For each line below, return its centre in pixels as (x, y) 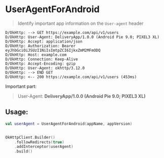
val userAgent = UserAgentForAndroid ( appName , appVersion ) (69, 124)
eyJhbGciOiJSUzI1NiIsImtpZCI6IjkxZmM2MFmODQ (53, 50)
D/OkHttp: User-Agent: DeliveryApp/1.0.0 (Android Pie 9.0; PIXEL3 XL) (82, 37)
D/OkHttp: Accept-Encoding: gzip (40, 64)
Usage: (17, 112)
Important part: (21, 86)
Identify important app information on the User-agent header (80, 23)
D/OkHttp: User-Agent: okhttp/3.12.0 (45, 68)
